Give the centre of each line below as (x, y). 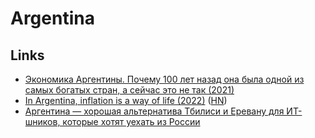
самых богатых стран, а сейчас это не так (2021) (129, 90)
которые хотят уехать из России (131, 121)
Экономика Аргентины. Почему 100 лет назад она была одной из (164, 79)
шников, (42, 121)
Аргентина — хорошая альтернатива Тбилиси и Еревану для (154, 111)
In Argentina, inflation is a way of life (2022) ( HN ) (126, 100)
